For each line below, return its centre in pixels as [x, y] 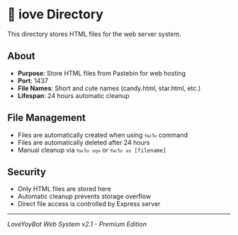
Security [27, 172]
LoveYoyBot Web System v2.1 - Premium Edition [77, 224]
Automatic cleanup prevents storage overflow [84, 196]
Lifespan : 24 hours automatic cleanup [73, 95]
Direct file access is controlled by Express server [89, 204]
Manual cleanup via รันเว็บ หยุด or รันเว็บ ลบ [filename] [92, 150]
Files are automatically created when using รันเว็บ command [102, 135]
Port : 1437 [33, 80]
